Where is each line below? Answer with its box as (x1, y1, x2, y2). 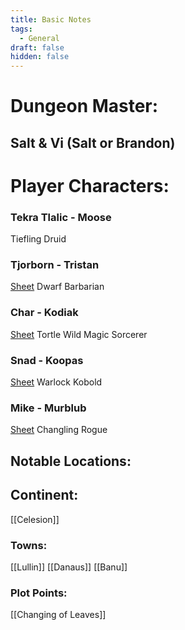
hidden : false (10, 52, 70, 62)
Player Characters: (10, 174, 170, 197)
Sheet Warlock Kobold (10, 376, 103, 388)
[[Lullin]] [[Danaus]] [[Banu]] (10, 561, 128, 573)
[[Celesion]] (10, 513, 60, 525)
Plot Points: (10, 586, 68, 600)
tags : (10, 24, 33, 34)
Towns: (10, 538, 48, 552)
